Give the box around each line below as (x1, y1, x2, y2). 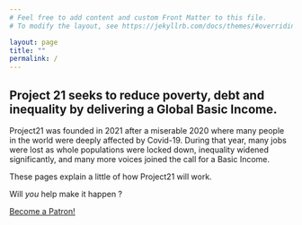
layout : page (9, 38, 58, 47)
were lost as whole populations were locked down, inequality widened (9, 144, 270, 155)
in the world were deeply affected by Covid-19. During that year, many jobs (9, 134, 288, 145)
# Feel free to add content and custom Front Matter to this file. (9, 13, 268, 22)
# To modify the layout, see (9, 22, 119, 30)
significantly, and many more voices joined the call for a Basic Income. (9, 153, 271, 164)
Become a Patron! (9, 205, 75, 216)
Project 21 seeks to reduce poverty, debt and (9, 87, 265, 103)
